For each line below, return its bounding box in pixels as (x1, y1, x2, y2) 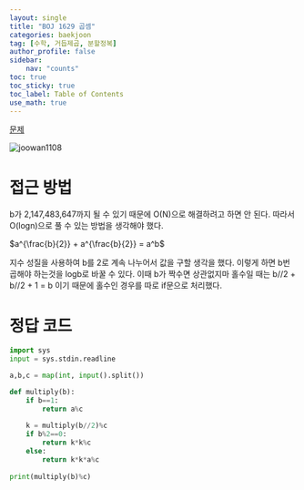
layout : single (9, 13, 67, 23)
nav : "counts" (25, 65, 79, 74)
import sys (9, 346, 51, 355)
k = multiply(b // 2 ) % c (25, 421, 107, 431)
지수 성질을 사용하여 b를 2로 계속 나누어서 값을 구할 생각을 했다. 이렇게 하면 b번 (9, 257, 291, 269)
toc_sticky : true (9, 81, 76, 90)
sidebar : (9, 56, 43, 65)
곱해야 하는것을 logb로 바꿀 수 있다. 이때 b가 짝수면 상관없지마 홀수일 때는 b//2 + (9, 269, 296, 280)
